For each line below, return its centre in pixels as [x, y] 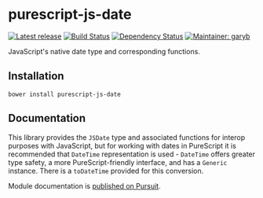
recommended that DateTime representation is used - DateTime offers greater [132, 154]
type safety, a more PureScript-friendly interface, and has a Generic [118, 162]
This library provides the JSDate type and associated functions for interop [127, 137]
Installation [36, 76]
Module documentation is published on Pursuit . [84, 185]
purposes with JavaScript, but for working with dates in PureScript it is [122, 145]
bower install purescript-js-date [65, 94]
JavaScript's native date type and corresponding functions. [104, 51]
